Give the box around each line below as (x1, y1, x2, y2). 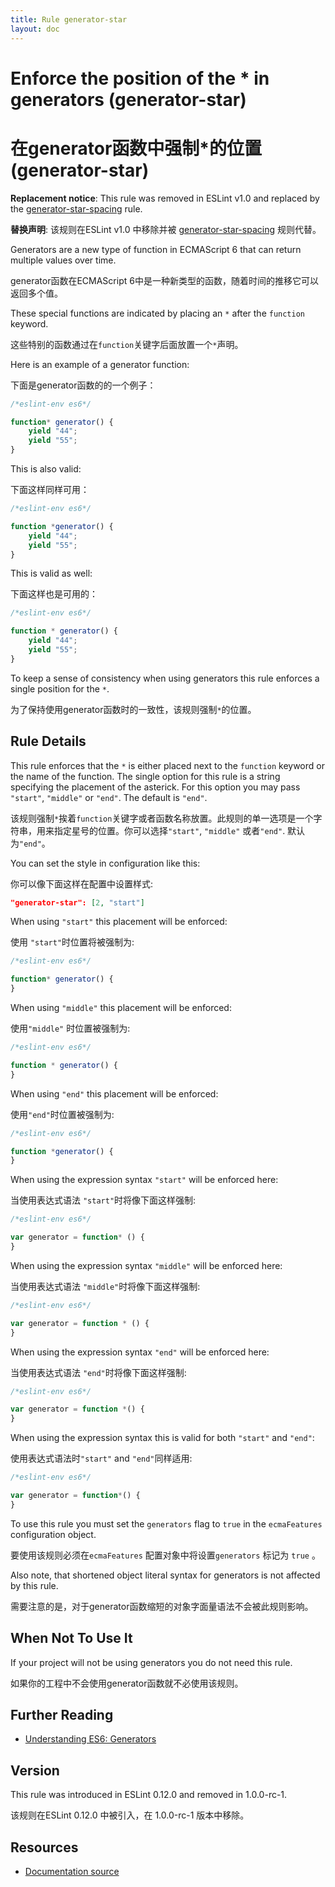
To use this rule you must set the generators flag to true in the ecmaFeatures (10, 1517, 323, 1530)
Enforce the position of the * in (10, 67, 270, 90)
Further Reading (10, 1707, 114, 1724)
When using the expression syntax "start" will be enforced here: (10, 1174, 279, 1186)
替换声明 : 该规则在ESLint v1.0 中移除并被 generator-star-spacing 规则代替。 (10, 223, 322, 235)
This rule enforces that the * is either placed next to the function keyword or (10, 759, 325, 771)
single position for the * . (10, 682, 110, 695)
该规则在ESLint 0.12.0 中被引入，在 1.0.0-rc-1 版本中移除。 (10, 1809, 250, 1821)
